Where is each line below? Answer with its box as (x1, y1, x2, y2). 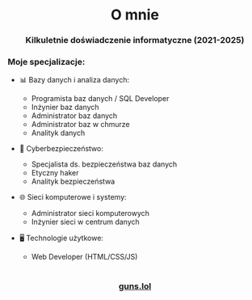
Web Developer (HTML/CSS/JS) (31, 252, 138, 262)
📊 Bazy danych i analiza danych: (19, 75, 130, 85)
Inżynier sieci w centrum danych (31, 217, 141, 227)
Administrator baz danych (31, 111, 118, 120)
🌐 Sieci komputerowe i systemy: (19, 192, 127, 202)
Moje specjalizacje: (7, 57, 86, 68)
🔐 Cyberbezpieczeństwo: (19, 144, 104, 154)
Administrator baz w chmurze (31, 120, 130, 129)
